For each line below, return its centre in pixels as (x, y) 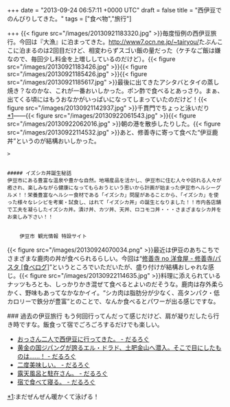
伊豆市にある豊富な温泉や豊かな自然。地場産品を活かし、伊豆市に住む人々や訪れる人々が (114, 181)
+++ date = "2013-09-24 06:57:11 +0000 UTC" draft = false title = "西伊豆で (114, 10)
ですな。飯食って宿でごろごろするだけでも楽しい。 (91, 324)
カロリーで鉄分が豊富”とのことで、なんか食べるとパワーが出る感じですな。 (113, 301)
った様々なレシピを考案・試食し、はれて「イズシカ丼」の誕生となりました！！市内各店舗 (114, 202)
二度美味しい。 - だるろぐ (54, 365)
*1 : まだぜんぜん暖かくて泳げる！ (53, 396)
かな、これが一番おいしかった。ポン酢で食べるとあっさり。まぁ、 (130, 91)
